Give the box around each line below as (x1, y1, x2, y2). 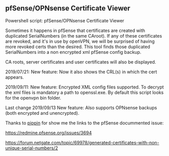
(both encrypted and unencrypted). (5, 110, 80, 116)
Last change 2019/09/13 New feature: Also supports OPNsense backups (5, 104, 157, 111)
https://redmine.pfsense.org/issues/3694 (5, 130, 92, 136)
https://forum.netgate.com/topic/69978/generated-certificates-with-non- (5, 139, 159, 145)
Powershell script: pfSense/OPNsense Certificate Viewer (5, 17, 125, 23)
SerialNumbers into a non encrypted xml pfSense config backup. (5, 49, 142, 55)
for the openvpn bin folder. (5, 95, 62, 101)
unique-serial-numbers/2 (5, 145, 59, 151)
